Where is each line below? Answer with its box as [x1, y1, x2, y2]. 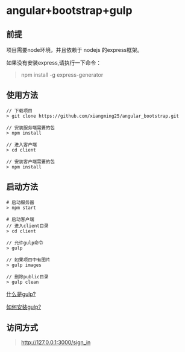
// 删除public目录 [6, 274, 49, 280]
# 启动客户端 [6, 216, 34, 222]
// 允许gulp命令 [6, 240, 43, 246]
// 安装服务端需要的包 [6, 124, 55, 130]
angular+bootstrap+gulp [6, 4, 133, 18]
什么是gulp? [6, 290, 36, 298]
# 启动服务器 [6, 199, 34, 205]
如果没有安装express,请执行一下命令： [6, 59, 102, 66]
